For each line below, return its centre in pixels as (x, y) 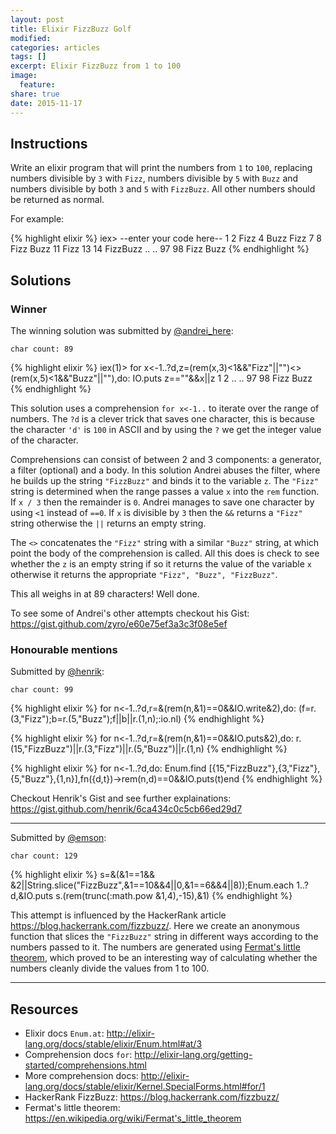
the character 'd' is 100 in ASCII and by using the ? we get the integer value (166, 429)
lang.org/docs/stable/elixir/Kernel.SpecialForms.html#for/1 (145, 1087)
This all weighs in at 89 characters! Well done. (105, 594)
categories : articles (55, 47)
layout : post (37, 19)
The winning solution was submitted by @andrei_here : (122, 330)
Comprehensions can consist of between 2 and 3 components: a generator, (166, 459)
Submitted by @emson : (58, 838)
